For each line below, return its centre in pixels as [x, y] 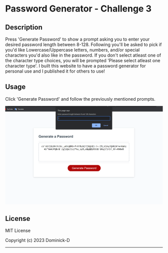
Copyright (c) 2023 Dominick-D [37, 240]
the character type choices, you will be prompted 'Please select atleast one [83, 60]
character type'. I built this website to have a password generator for [75, 66]
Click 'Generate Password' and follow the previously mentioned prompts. [80, 99]
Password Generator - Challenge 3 [78, 9]
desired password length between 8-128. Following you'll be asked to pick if [83, 45]
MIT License [18, 230]
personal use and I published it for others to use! [55, 71]
